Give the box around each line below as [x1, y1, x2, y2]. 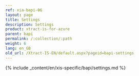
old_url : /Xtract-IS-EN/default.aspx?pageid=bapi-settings [5, 50, 134, 55]
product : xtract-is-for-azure [5, 27, 70, 32]
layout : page [5, 12, 33, 17]
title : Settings [5, 17, 40, 22]
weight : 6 [5, 41, 27, 46]
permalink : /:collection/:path [5, 36, 72, 42]
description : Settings [5, 22, 54, 27]
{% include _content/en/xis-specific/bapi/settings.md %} [5, 65, 126, 71]
